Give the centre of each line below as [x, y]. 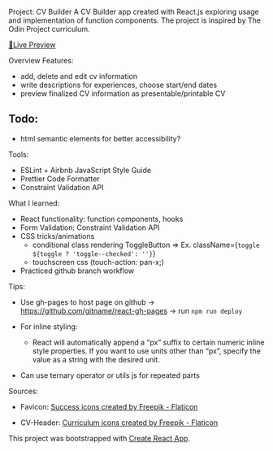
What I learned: [34, 203]
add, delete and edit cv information [79, 76]
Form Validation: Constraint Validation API [90, 228]
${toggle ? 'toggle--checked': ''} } [94, 253]
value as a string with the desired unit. [96, 359]
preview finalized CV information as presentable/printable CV [123, 93]
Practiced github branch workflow [77, 271]
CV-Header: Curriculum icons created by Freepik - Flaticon [119, 423]
